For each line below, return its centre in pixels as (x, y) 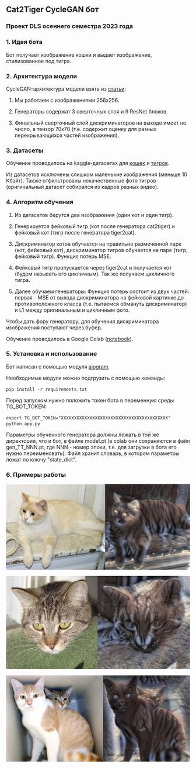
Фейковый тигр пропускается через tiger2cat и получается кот (93, 267)
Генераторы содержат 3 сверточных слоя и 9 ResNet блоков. (91, 111)
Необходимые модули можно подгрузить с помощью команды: (86, 378)
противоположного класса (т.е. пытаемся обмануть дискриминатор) (101, 304)
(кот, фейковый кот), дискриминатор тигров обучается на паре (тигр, (101, 250)
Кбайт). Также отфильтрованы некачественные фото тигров (81, 181)
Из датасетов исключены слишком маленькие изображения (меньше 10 (97, 174)
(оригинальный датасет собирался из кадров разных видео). (82, 187)
